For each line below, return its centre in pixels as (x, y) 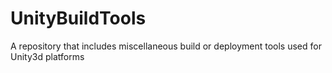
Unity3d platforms (47, 56)
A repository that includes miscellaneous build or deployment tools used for (166, 46)
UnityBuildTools (78, 18)
